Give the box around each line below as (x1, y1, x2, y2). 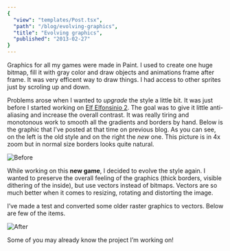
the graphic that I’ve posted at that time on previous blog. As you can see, (7, 125, 216, 133)
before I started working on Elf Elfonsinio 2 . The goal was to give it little (7, 104, 209, 111)
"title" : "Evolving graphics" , (13, 29, 103, 36)
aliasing (7, 111, 30, 119)
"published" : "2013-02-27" (13, 36, 91, 43)
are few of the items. (7, 209, 66, 217)
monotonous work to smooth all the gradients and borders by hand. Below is (7, 118, 223, 126)
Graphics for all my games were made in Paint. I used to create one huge (7, 61, 213, 69)
